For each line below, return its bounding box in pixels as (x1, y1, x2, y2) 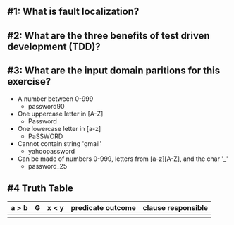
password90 (27, 102, 65, 110)
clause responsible (142, 203, 209, 213)
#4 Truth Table (7, 182, 74, 194)
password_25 (27, 162, 68, 170)
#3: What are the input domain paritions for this (7, 65, 221, 77)
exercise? (7, 75, 51, 87)
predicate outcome (70, 203, 136, 213)
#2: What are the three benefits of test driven (7, 30, 210, 42)
